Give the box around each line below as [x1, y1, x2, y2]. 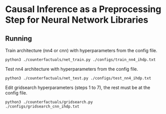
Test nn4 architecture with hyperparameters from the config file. [5, 66, 138, 72]
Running [5, 34, 33, 43]
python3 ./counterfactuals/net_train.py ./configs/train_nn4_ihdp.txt [5, 57, 156, 62]
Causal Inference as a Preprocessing [5, 4, 161, 15]
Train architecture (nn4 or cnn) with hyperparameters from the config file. [5, 48, 157, 53]
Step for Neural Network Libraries [5, 14, 148, 26]
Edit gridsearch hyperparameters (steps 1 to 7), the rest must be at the [5, 84, 150, 90]
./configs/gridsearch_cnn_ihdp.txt [5, 104, 80, 109]
